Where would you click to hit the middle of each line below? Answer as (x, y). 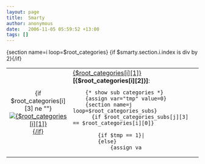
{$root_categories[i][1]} (107, 73)
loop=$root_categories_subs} (115, 111)
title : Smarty (26, 18)
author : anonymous (30, 23)
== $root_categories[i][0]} (113, 123)
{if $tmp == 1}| (121, 136)
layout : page (23, 12)
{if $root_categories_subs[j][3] (140, 117)
